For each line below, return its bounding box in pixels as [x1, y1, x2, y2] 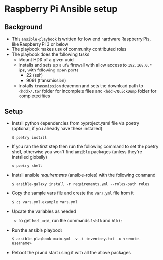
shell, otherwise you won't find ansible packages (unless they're [11, 148, 142, 155]
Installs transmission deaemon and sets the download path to [19, 83, 143, 89]
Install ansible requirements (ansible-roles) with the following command [11, 172, 156, 178]
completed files [19, 93, 51, 99]
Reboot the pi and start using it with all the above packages [11, 249, 131, 255]
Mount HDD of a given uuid [19, 57, 74, 62]
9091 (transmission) [26, 77, 66, 83]
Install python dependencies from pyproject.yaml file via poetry [11, 120, 140, 126]
